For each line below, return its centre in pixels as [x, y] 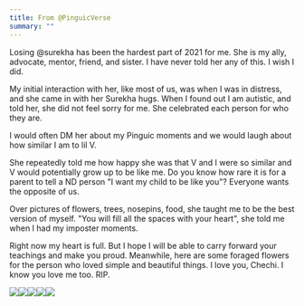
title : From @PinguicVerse [60, 18]
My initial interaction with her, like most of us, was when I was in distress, [146, 89]
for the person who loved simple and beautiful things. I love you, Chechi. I [147, 264]
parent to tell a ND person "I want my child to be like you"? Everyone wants [149, 181]
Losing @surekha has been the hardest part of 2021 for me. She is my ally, [148, 52]
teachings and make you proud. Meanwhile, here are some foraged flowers [149, 255]
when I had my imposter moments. [74, 228]
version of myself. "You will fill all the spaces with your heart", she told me [147, 218]
